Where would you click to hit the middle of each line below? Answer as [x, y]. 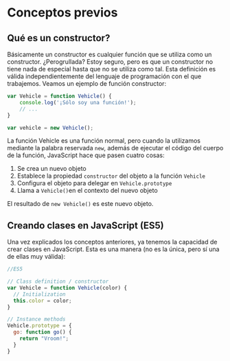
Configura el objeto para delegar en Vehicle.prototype [94, 183]
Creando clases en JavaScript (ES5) [85, 225]
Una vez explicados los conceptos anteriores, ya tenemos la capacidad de [112, 242]
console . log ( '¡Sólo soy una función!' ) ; [78, 102]
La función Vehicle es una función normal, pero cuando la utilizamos [104, 141]
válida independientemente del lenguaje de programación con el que [104, 76]
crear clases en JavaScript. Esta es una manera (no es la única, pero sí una [113, 249]
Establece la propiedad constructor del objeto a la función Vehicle [111, 176]
